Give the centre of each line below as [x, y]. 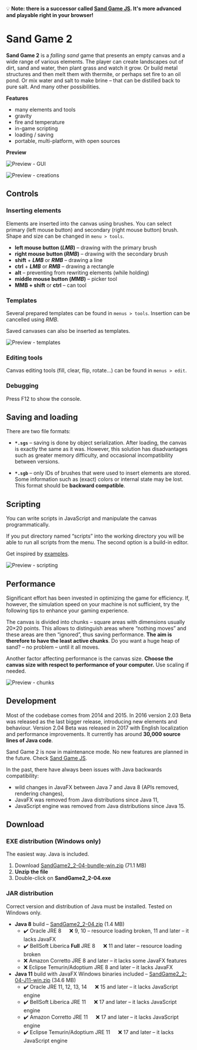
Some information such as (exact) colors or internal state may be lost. [99, 479]
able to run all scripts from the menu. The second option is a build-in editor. [98, 542]
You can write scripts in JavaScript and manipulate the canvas [81, 518]
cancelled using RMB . [32, 319]
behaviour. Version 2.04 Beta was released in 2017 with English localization [97, 728]
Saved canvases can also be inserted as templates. [68, 331]
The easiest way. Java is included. [48, 854]
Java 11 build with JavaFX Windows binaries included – [81, 974]
